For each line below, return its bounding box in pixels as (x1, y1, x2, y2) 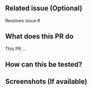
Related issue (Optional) (5, 4, 82, 13)
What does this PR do (5, 32, 74, 41)
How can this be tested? (5, 60, 82, 69)
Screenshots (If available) (5, 77, 87, 86)
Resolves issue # (5, 17, 40, 23)
